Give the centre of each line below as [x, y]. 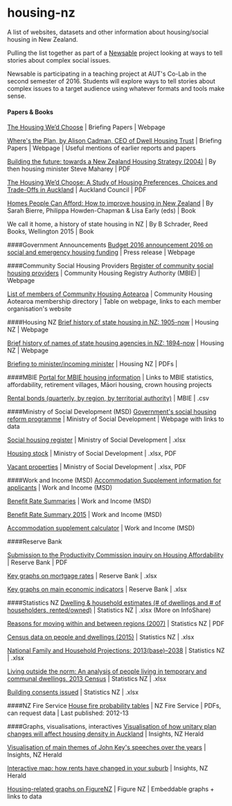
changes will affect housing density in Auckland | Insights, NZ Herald [106, 734]
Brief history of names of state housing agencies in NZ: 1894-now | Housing [116, 343]
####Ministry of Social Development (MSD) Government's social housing [112, 412]
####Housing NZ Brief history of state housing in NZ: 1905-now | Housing [113, 322]
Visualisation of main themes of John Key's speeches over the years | [107, 748]
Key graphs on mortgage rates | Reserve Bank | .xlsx [82, 576]
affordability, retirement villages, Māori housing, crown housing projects [110, 385]
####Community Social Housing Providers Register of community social [110, 266]
